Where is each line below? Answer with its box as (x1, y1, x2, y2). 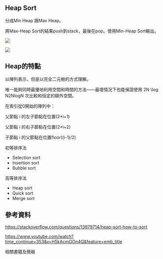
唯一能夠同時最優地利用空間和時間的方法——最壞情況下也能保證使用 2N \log (5, 86, 159, 92)
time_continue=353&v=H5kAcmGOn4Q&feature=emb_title (5, 239, 122, 245)
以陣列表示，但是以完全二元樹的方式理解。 (5, 76, 91, 82)
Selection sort (12, 155, 41, 160)
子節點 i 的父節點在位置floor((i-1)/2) (5, 134, 76, 140)
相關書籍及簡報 (5, 249, 35, 255)
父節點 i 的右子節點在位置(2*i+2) (5, 124, 71, 129)
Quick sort (12, 190, 33, 196)
